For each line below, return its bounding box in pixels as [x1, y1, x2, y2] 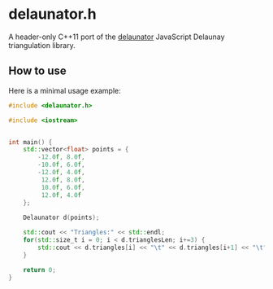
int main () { [8, 138, 53, 147]
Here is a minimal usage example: [8, 85, 121, 95]
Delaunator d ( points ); [23, 213, 100, 222]
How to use [8, 64, 67, 78]
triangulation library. [8, 40, 76, 50]
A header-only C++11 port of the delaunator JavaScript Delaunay [8, 32, 225, 42]
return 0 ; [23, 265, 57, 274]
